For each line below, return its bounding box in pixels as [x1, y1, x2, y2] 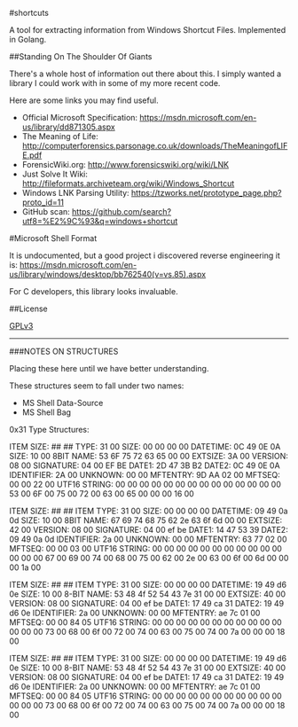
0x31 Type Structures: [9, 425, 90, 434]
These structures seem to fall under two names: [9, 380, 184, 391]
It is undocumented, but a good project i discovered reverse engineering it [9, 250, 281, 261]
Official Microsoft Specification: [21, 113, 138, 122]
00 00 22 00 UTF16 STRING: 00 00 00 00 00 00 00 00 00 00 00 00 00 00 [9, 479, 282, 489]
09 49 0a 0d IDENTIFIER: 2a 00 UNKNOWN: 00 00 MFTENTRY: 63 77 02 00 [9, 534, 287, 544]
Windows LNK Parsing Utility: [21, 188, 130, 198]
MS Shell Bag [21, 407, 72, 418]
